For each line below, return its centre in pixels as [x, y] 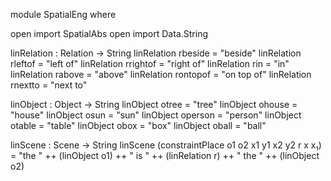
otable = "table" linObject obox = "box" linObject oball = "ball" [138, 125]
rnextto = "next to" [49, 85]
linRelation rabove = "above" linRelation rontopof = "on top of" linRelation [161, 74]
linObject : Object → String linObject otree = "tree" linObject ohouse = [154, 104]
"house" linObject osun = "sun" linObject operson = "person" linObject [156, 115]
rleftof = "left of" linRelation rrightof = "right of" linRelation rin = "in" [150, 63]
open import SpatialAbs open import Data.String [109, 33]
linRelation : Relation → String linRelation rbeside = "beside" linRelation [156, 53]
